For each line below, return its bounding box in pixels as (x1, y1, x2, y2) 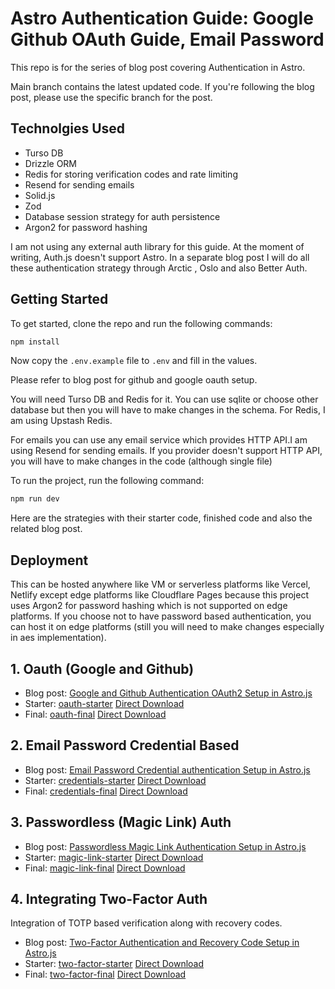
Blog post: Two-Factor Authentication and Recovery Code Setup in (24, 937, 300, 949)
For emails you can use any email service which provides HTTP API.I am (10, 434, 308, 446)
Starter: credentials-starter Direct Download (24, 774, 207, 786)
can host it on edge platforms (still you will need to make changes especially (10, 621, 325, 633)
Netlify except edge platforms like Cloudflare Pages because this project (10, 589, 309, 601)
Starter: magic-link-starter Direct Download (24, 851, 204, 863)
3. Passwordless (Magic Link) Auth (10, 814, 232, 831)
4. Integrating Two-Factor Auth (10, 890, 208, 907)
